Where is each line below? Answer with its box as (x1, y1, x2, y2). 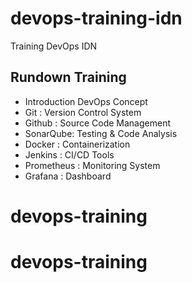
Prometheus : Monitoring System (24, 159, 161, 171)
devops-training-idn (10, 7, 183, 30)
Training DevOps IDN (10, 40, 98, 52)
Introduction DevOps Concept (24, 95, 148, 107)
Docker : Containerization (24, 138, 131, 150)
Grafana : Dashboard (24, 170, 112, 182)
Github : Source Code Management (24, 117, 171, 129)
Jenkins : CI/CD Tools (24, 148, 115, 161)
